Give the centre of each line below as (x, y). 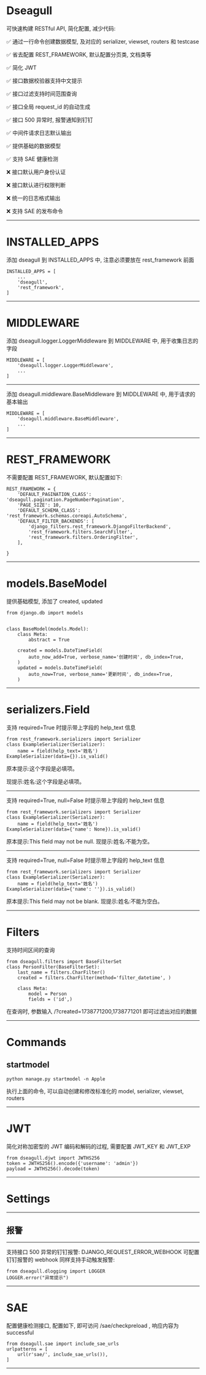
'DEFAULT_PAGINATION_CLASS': (55, 494)
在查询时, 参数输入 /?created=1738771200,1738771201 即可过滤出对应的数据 (102, 1011)
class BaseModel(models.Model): (48, 629)
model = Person (48, 994)
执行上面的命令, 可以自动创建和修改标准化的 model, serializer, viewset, (95, 1091)
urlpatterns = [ (27, 1349)
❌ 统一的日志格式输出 (33, 198)
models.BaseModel (57, 583)
